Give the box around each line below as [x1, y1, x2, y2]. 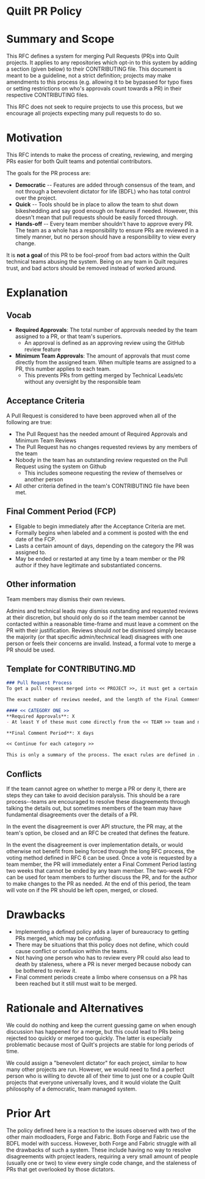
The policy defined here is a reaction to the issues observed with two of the [6, 1127, 196, 1134]
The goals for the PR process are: [6, 170, 91, 177]
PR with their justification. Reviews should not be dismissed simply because [6, 627, 197, 634]
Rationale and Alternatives [6, 1001, 144, 1015]
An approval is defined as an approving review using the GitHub [24, 339, 185, 347]
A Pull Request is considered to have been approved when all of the [6, 412, 177, 419]
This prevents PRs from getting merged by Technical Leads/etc [24, 372, 183, 379]
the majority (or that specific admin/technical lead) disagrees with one [6, 633, 183, 640]
